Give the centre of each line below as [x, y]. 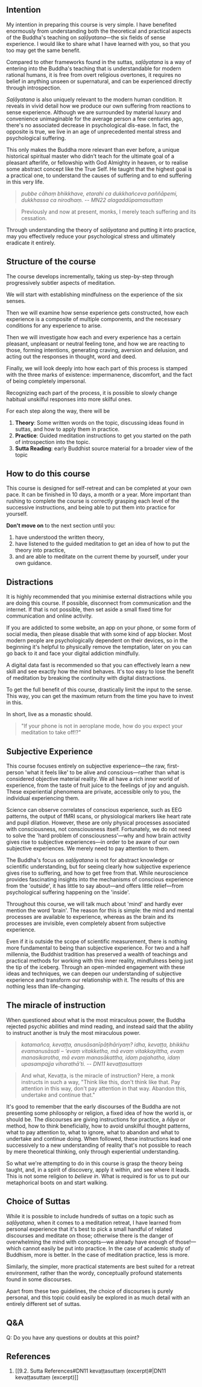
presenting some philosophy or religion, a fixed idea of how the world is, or [99, 1113]
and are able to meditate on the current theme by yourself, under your [102, 556]
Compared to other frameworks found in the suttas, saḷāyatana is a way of [99, 62]
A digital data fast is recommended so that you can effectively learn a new [99, 665]
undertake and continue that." [58, 1095]
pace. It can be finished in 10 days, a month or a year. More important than [99, 495]
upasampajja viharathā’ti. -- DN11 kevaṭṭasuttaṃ [82, 1063]
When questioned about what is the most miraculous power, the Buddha [96, 1020]
